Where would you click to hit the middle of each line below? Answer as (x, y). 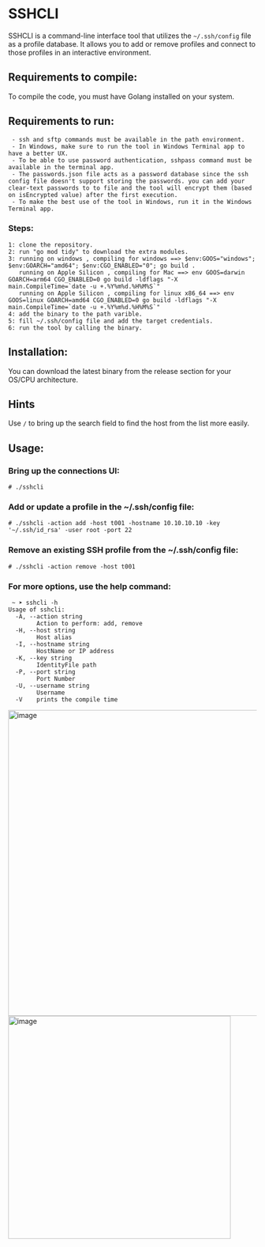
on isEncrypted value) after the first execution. (93, 195)
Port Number (56, 679)
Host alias (54, 637)
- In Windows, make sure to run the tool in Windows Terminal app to (128, 146)
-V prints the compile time (67, 700)
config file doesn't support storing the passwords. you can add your (127, 181)
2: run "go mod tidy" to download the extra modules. (99, 251)
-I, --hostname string (52, 644)
